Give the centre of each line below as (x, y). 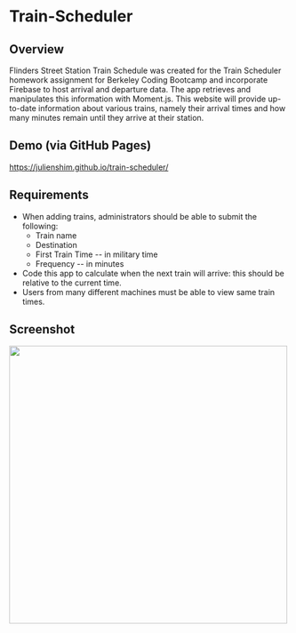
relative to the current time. (72, 283)
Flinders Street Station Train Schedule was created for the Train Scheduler (145, 70)
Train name (56, 235)
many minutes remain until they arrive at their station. (107, 118)
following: (40, 226)
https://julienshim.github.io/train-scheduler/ (89, 167)
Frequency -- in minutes (80, 263)
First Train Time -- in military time (96, 254)
